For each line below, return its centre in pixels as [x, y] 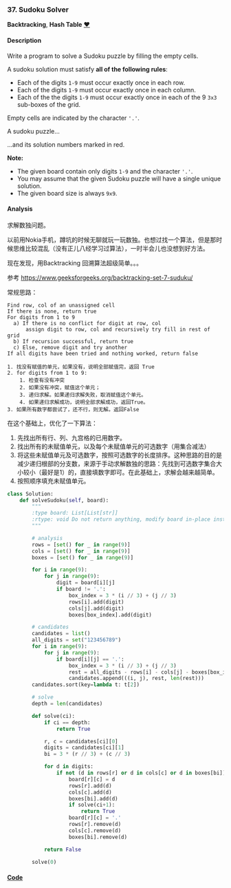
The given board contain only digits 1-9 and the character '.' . [105, 171]
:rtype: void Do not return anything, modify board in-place [121, 519]
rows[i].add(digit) [97, 602]
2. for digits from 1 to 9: [47, 373]
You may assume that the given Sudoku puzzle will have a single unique [119, 178]
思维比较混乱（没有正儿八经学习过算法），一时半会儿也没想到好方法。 [111, 248]
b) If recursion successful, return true [74, 341]
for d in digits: [69, 767]
